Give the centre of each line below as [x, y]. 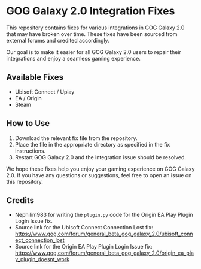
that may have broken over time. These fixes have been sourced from [92, 34]
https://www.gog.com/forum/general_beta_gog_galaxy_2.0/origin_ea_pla [104, 253]
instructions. [30, 151]
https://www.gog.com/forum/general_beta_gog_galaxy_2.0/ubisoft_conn [104, 234]
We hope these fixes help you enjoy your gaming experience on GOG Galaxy [100, 169]
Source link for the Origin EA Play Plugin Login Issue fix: [83, 247]
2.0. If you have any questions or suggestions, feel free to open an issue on [99, 175]
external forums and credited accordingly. [58, 40]
